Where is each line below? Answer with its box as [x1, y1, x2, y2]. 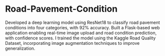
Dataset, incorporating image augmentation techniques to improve [5, 40, 140, 46]
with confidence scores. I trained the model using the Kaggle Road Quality [5, 35, 156, 41]
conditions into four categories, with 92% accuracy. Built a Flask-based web [5, 24, 160, 30]
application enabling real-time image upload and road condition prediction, [5, 30, 157, 36]
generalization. [5, 45, 35, 51]
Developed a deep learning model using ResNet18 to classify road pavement [5, 19, 160, 25]
